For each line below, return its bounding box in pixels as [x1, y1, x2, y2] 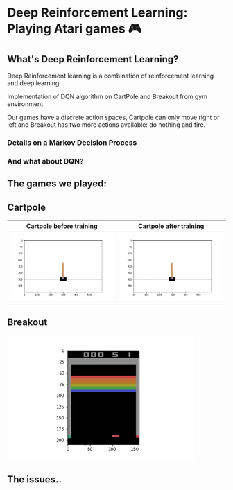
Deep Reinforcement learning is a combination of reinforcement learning [7, 71, 214, 80]
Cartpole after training [138, 222, 205, 230]
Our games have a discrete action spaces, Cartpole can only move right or [7, 113, 220, 121]
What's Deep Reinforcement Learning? [7, 53, 179, 65]
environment [7, 100, 44, 108]
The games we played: [7, 178, 107, 190]
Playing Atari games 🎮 [7, 21, 142, 37]
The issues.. [7, 473, 62, 486]
